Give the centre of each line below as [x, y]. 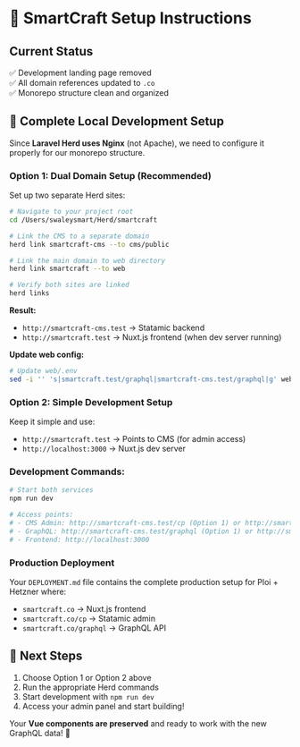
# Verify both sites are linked [69, 285]
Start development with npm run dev [88, 696]
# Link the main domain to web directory [87, 260]
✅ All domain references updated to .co [82, 83]
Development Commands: [67, 471]
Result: [23, 310]
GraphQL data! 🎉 [40, 733]
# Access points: [42, 515]
